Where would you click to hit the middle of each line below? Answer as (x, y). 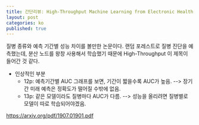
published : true (26, 28)
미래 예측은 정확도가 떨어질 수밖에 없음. (75, 89)
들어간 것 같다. (23, 61)
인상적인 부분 (30, 74)
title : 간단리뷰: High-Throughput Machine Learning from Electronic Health (100, 12)
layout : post (22, 17)
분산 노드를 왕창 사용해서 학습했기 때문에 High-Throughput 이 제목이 (108, 54)
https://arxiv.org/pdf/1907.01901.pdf (50, 116)
